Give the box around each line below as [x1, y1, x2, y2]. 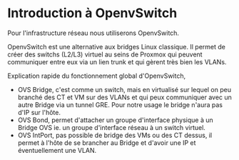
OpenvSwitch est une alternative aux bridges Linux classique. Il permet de [7, 42, 226, 51]
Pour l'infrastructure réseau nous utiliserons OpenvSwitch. [7, 29, 180, 37]
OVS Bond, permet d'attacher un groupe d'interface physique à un [17, 116, 214, 124]
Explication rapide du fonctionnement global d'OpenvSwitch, [7, 71, 186, 80]
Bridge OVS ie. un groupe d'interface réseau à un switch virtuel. [17, 123, 205, 131]
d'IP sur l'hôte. [17, 108, 61, 116]
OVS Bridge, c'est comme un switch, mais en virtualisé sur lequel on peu [17, 85, 232, 94]
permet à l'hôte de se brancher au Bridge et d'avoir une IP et [17, 138, 196, 147]
